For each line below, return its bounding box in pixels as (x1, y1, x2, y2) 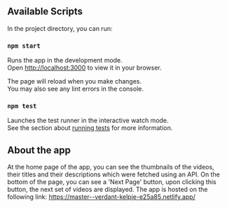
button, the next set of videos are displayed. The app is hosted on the (7, 186, 208, 194)
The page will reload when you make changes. (7, 77, 142, 86)
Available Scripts (7, 6, 83, 18)
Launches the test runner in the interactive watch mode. (7, 116, 170, 125)
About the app (7, 144, 71, 156)
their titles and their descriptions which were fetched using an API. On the (7, 170, 221, 178)
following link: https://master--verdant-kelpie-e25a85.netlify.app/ (7, 193, 196, 201)
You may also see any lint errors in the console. (7, 84, 144, 93)
